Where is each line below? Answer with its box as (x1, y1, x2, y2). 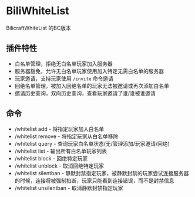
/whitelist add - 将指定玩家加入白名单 (14, 125, 105, 132)
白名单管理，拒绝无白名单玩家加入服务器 (14, 60, 113, 67)
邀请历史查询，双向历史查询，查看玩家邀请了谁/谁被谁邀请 (14, 90, 156, 97)
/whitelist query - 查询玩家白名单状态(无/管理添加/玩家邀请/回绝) (14, 140, 170, 147)
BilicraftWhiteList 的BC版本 (6, 24, 72, 31)
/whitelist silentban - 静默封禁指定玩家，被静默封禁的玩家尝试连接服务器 (14, 169, 189, 176)
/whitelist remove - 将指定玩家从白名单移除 (14, 133, 119, 140)
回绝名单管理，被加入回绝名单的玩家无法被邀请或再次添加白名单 (14, 82, 169, 89)
